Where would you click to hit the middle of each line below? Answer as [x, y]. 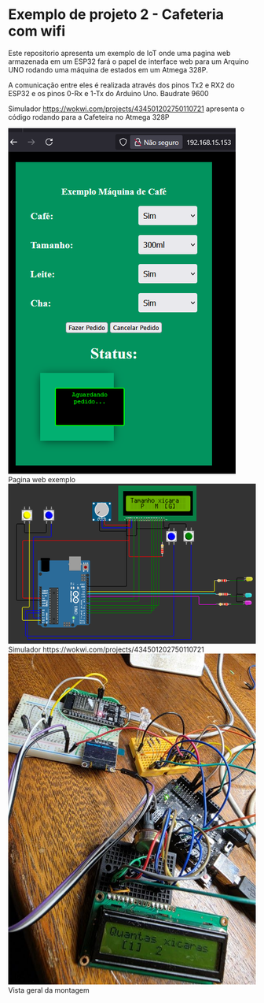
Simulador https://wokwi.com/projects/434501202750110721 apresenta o [126, 109]
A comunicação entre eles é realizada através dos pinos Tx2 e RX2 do [121, 85]
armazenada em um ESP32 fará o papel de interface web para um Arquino [128, 61]
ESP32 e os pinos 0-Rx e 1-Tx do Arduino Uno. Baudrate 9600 [109, 93]
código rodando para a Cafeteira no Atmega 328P [89, 117]
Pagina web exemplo [42, 479]
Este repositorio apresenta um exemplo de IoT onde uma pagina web [119, 53]
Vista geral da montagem [49, 990]
